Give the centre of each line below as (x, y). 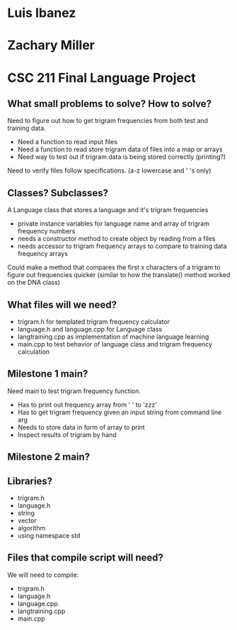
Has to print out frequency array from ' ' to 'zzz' (87, 404)
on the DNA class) (34, 282)
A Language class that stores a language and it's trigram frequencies (108, 210)
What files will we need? (62, 304)
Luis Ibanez (42, 13)
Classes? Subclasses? (58, 193)
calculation (34, 352)
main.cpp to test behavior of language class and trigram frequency (115, 344)
